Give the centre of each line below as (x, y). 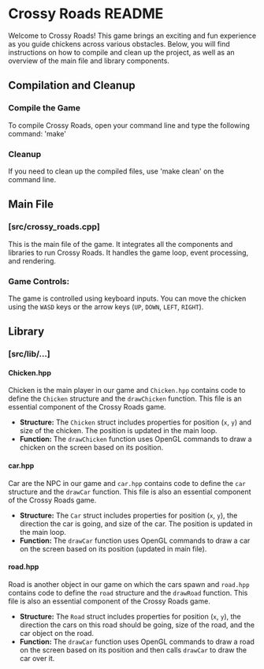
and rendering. (32, 260)
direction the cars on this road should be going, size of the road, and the (137, 625)
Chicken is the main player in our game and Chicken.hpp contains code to (127, 391)
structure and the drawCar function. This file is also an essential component (130, 491)
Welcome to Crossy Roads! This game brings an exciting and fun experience (132, 36)
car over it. (37, 658)
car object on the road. (57, 633)
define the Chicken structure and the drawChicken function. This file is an (125, 398)
